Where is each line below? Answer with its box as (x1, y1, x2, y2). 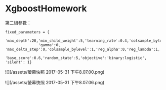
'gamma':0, (38, 42, 61, 47)
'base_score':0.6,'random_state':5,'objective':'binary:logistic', (5, 55, 147, 60)
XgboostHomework (5, 3, 87, 14)
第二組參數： (5, 20, 31, 26)
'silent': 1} (5, 60, 32, 64)
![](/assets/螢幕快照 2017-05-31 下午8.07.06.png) (5, 79, 105, 85)
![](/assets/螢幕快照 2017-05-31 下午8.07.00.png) (5, 69, 105, 75)
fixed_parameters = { (5, 30, 50, 34)
